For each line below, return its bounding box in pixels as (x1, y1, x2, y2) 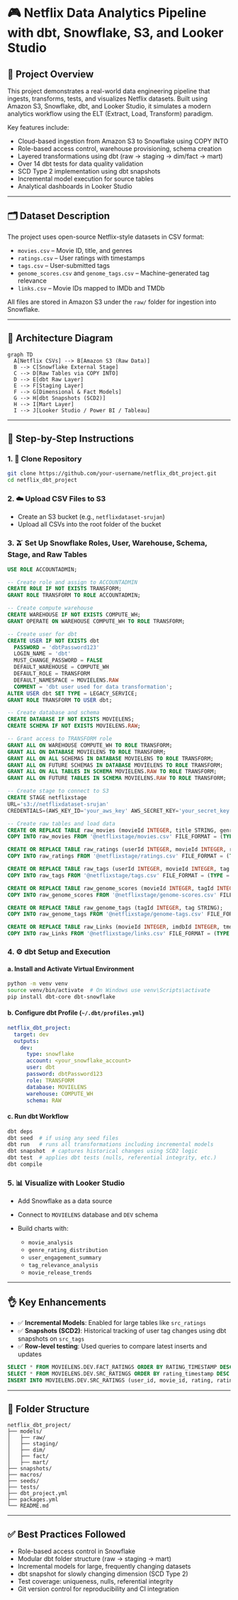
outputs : (13, 1037, 40, 1044)
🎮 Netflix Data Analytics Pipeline (7, 5, 207, 21)
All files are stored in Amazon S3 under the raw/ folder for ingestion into (7, 298, 217, 306)
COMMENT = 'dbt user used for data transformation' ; (13, 683, 173, 690)
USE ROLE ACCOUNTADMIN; (7, 565, 78, 573)
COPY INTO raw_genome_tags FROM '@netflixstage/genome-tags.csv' (7, 911, 204, 918)
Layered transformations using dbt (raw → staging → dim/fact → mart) (17, 152, 223, 160)
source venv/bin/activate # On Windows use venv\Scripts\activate (7, 987, 211, 994)
